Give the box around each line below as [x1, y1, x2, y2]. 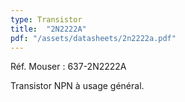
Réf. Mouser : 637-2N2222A [10, 61, 127, 73]
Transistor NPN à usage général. [10, 80, 145, 92]
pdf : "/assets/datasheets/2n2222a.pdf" [10, 33, 177, 43]
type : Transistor [10, 14, 83, 25]
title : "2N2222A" [10, 24, 87, 34]
